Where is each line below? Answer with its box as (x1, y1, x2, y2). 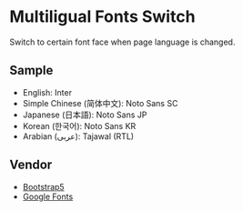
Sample (9, 63, 54, 78)
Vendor (9, 157, 53, 173)
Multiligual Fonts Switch (9, 6, 196, 27)
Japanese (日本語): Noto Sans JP (22, 109, 147, 120)
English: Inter (22, 86, 73, 97)
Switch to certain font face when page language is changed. (9, 36, 236, 47)
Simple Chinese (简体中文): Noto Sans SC (22, 97, 178, 108)
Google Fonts (22, 191, 74, 202)
